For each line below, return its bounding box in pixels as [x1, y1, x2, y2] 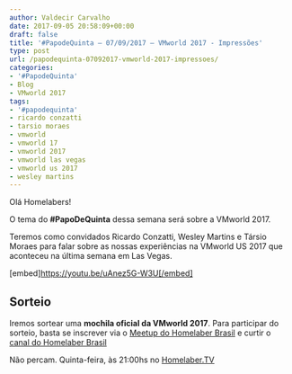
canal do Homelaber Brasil [9, 337, 108, 348]
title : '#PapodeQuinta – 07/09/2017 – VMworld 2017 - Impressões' [9, 38, 263, 48]
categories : [9, 64, 54, 73]
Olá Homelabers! [9, 197, 72, 208]
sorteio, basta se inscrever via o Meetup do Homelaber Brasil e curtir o [9, 327, 271, 338]
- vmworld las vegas [9, 155, 87, 165]
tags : [9, 96, 30, 106]
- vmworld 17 [9, 138, 58, 147]
